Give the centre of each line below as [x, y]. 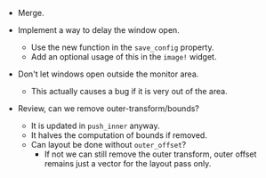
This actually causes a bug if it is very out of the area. [129, 91]
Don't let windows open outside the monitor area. [108, 74]
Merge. [31, 13]
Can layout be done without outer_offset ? [109, 145]
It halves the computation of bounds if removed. [119, 135]
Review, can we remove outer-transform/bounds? [109, 109]
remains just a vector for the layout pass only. [128, 163]
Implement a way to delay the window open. [98, 30]
